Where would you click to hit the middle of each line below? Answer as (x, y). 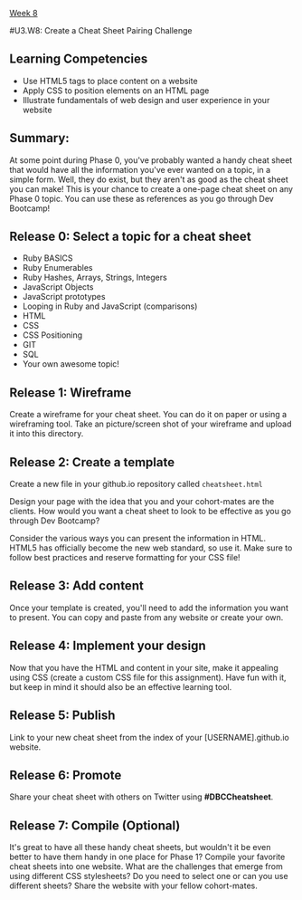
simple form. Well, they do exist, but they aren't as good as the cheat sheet (149, 179)
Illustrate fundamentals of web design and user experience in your (146, 100)
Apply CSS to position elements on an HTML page (116, 91)
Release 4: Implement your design (108, 646)
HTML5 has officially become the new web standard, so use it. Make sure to (151, 548)
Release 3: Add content (77, 586)
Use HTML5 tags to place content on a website (110, 81)
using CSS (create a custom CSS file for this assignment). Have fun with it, (148, 677)
